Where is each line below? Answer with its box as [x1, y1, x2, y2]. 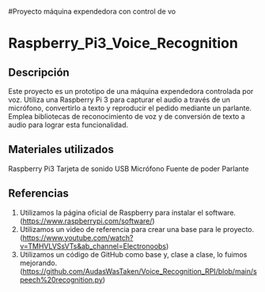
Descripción [8, 66, 70, 79]
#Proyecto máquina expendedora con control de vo [8, 7, 176, 16]
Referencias [8, 187, 70, 200]
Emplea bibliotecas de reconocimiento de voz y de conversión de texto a [8, 112, 245, 121]
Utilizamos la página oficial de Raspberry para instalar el [19, 208, 204, 217]
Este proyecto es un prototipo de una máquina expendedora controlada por [8, 87, 254, 95]
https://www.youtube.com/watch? [22, 233, 134, 242]
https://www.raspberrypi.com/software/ [22, 216, 153, 226]
